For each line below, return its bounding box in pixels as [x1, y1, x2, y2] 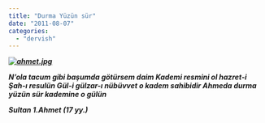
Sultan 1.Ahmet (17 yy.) [8, 105, 89, 115]
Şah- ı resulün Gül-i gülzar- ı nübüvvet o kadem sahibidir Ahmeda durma [8, 81, 258, 91]
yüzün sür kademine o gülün [8, 90, 107, 100]
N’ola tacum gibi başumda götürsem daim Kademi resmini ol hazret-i [8, 72, 247, 82]
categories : [8, 27, 49, 35]
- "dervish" [15, 34, 57, 43]
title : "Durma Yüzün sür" [8, 11, 96, 20]
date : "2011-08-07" [8, 19, 75, 28]
